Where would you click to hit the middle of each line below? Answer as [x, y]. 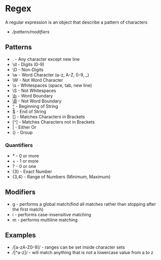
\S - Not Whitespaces [34, 90]
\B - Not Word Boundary [37, 101]
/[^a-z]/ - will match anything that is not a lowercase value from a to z [83, 252]
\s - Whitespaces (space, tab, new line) [52, 85]
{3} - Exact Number [32, 172]
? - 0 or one [24, 166]
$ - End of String [29, 111]
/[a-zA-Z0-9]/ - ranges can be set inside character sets [68, 247]
